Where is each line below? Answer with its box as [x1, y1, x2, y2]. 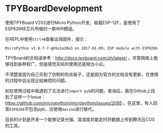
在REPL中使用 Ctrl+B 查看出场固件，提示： [5, 36, 89, 42]
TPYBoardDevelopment [5, 3, 103, 14]
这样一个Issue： [13, 94, 46, 100]
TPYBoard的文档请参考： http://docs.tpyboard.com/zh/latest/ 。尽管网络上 [5, 55, 154, 61]
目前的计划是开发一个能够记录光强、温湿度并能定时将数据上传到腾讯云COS [5, 116, 155, 122]
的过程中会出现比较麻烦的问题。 [5, 77, 69, 83]
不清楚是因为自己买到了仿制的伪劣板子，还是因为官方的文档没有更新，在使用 [5, 71, 159, 77]
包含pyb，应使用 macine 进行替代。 [29, 106, 96, 112]
